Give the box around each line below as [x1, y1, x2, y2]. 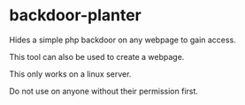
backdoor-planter [9, 5, 142, 26]
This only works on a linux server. [9, 68, 132, 79]
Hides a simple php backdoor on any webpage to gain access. [9, 34, 236, 45]
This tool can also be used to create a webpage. [9, 51, 185, 62]
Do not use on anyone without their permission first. [9, 86, 199, 96]
